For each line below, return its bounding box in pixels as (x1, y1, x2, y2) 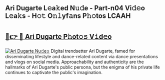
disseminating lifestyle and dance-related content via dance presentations (5, 54, 158, 59)
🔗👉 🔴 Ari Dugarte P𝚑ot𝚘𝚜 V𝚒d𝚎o (5, 32, 112, 41)
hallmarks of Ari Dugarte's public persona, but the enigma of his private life (5, 64, 160, 70)
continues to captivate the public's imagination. (5, 70, 102, 75)
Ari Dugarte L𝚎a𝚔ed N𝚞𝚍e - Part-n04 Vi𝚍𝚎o (5, 4, 145, 12)
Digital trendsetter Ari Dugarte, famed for (50, 48, 135, 54)
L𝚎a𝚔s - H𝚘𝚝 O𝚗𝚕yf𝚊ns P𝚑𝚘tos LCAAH (5, 12, 131, 20)
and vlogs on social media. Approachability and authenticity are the (5, 59, 144, 65)
